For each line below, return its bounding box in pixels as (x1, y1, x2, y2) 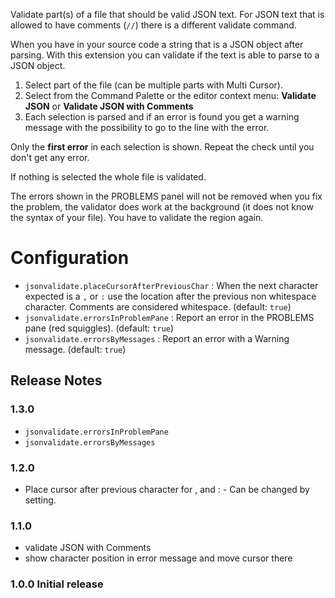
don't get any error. (10, 152, 90, 163)
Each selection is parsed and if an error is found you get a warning (24, 111, 300, 123)
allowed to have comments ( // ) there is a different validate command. (10, 19, 297, 31)
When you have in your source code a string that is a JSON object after (10, 39, 304, 50)
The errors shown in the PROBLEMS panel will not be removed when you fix (10, 190, 323, 202)
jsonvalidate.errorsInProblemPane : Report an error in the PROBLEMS (24, 311, 315, 323)
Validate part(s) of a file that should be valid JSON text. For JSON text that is (10, 9, 325, 20)
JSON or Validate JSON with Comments (24, 100, 194, 112)
